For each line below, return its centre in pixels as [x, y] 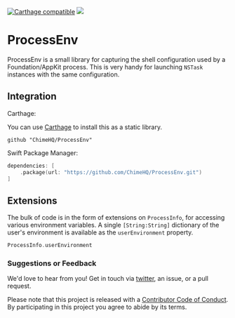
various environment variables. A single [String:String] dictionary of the [113, 225]
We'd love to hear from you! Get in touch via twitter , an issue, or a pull [108, 279]
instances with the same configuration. [63, 74]
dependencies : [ [31, 166]
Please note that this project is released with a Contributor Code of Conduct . [118, 300]
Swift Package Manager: [43, 153]
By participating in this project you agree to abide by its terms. [97, 307]
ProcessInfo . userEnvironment [50, 246]
